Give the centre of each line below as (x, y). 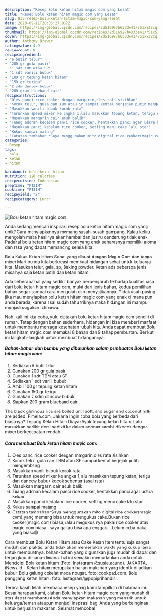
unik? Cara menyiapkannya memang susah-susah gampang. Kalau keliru (78, 232)
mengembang (26, 466)
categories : (17, 141)
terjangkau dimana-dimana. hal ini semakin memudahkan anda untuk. (74, 558)
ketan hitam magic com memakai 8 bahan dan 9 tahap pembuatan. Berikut (79, 332)
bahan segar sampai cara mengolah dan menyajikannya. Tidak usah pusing (80, 291)
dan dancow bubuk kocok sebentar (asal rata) (58, 481)
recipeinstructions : (26, 95)
